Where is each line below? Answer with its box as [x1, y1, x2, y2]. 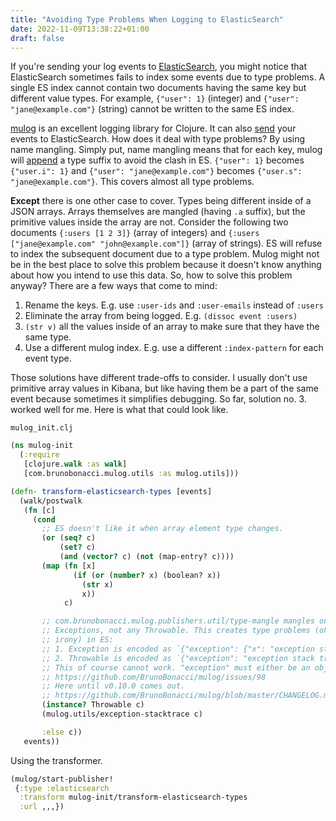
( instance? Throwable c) [41, 700, 145, 710]
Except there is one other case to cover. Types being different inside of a [10, 195, 312, 207]
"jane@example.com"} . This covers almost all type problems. [10, 176, 255, 188]
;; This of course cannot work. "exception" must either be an [41, 662, 311, 673]
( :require [19, 450, 60, 460]
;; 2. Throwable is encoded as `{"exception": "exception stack [41, 653, 315, 663]
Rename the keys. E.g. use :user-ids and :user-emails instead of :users [24, 299, 324, 311]
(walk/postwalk [19, 496, 83, 506]
